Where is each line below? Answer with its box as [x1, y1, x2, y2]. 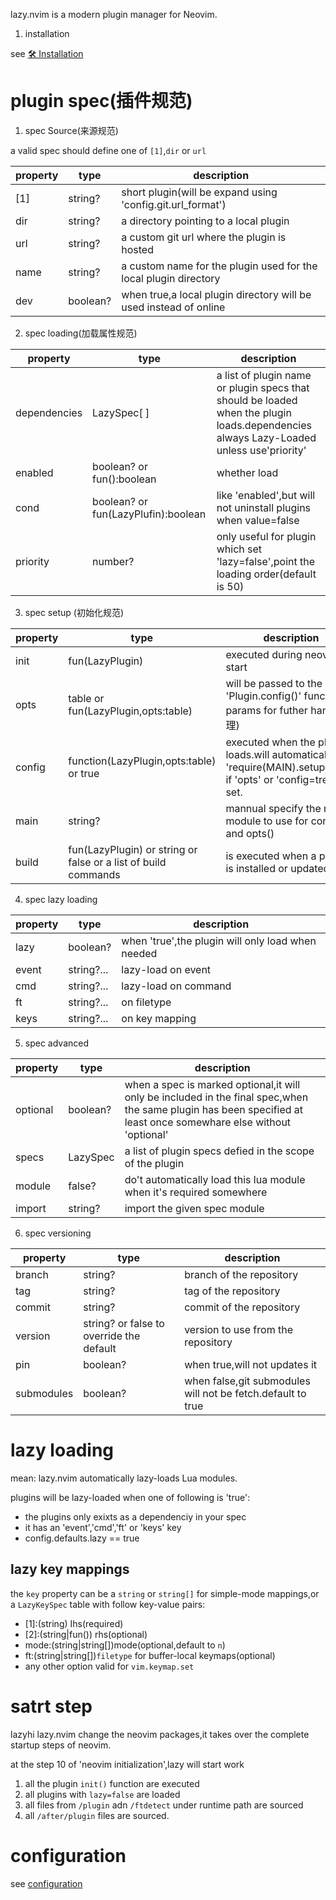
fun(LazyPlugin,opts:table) [68, 704, 193, 718]
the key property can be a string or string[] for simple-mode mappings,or [10, 1587, 320, 1599]
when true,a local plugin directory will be [121, 287, 312, 301]
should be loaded [216, 393, 298, 407]
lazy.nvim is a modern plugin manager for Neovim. [10, 9, 218, 20]
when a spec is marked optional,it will [124, 1077, 301, 1091]
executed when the [225, 735, 316, 749]
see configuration [10, 1877, 83, 1889]
